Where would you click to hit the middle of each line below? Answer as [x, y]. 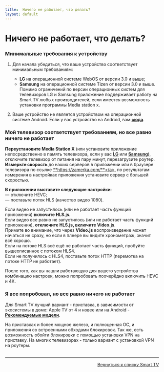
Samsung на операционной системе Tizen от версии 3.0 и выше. [87, 84]
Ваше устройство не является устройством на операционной [77, 114]
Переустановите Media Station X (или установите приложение [71, 149]
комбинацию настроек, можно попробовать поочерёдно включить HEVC [82, 276]
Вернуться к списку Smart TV [128, 364]
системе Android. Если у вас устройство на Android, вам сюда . [78, 119]
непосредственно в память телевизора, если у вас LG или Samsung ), [78, 154]
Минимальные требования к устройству [56, 53]
